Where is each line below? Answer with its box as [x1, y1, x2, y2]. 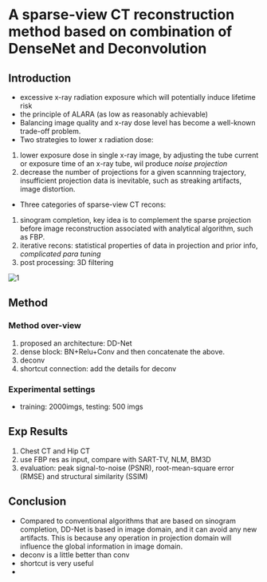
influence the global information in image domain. [19, 541, 183, 551]
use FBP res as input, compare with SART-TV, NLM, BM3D [19, 454, 211, 464]
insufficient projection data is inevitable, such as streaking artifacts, [19, 176, 241, 185]
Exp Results [8, 425, 69, 438]
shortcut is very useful [19, 558, 94, 568]
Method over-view [8, 320, 81, 331]
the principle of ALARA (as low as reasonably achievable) [19, 109, 209, 119]
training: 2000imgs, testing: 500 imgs [19, 402, 143, 411]
